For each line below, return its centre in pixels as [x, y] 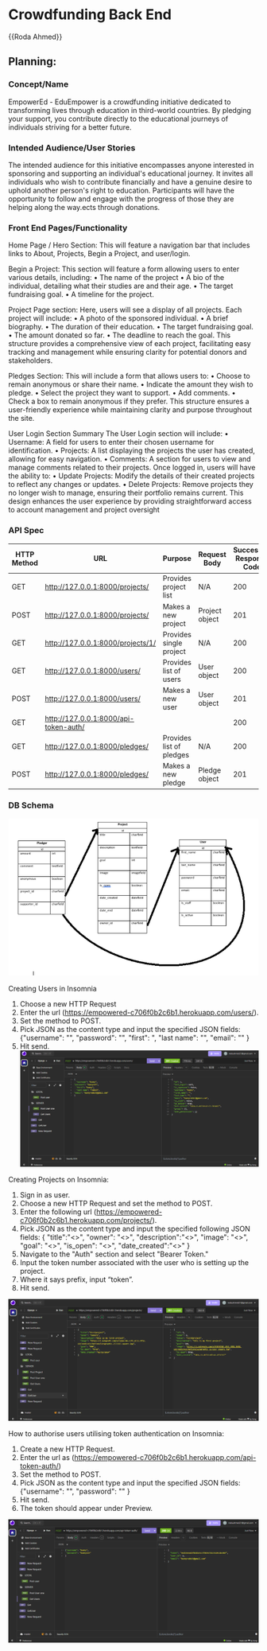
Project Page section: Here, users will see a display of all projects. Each [125, 310]
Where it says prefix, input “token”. [76, 1279]
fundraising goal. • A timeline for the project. [81, 294]
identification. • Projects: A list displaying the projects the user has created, [132, 450]
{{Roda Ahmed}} [35, 37]
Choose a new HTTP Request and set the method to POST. [116, 1203]
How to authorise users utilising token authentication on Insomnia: [116, 1434]
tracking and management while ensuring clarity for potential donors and [128, 352]
